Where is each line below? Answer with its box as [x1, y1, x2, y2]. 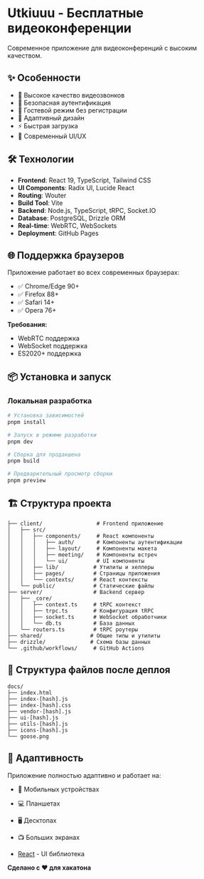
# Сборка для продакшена [7, 451, 81, 458]
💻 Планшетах [17, 799, 60, 808]
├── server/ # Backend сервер [7, 588, 144, 595]
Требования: [7, 321, 48, 329]
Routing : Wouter [17, 191, 67, 199]
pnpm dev [7, 438, 33, 445]
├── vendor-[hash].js [7, 707, 72, 715]
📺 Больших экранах [17, 833, 80, 841]
